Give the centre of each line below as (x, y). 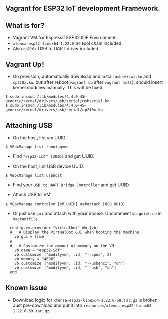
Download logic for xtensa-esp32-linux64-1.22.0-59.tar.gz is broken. (86, 300)
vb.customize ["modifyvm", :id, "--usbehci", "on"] (70, 263)
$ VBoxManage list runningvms (37, 147)
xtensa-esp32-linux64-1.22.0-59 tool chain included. (68, 43)
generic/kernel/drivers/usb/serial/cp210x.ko (54, 110)
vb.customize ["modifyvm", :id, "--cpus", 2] (63, 254)
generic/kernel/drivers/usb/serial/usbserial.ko (57, 101)
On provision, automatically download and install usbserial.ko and (82, 77)
